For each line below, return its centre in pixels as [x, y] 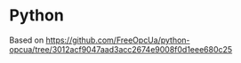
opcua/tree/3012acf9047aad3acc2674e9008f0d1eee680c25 [121, 49]
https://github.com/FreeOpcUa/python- [118, 40]
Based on [27, 40]
